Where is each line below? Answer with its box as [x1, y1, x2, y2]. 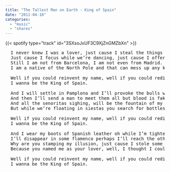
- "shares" [10, 26, 33, 31]
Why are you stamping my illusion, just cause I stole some [10, 141, 163, 147]
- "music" [10, 21, 30, 27]
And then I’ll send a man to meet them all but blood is [10, 96, 155, 101]
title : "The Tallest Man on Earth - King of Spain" [5, 7, 116, 13]
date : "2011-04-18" [5, 12, 47, 17]
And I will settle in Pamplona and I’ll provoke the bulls [10, 91, 160, 96]
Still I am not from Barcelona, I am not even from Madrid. [10, 60, 163, 66]
